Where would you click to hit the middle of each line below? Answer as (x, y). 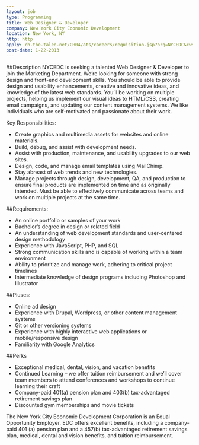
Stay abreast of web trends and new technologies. (76, 172)
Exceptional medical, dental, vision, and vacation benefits (85, 367)
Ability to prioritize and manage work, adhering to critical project (93, 264)
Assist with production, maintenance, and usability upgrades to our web (102, 153)
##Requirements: (27, 209)
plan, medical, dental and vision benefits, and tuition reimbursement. (90, 435)
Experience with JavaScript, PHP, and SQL (67, 245)
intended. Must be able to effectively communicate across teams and (99, 191)
